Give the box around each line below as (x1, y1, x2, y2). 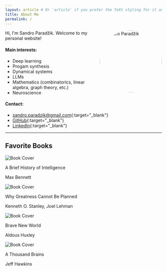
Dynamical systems (12, 68, 53, 75)
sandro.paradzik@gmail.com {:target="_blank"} (12, 112, 108, 118)
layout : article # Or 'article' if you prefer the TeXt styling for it (5, 7, 157, 12)
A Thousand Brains (5, 251, 44, 257)
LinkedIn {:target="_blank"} (12, 122, 68, 128)
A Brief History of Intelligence (5, 165, 66, 171)
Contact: (5, 101, 24, 107)
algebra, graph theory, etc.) (12, 84, 69, 90)
